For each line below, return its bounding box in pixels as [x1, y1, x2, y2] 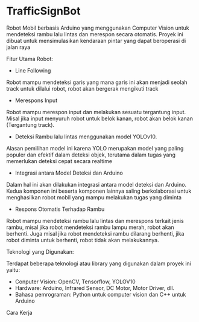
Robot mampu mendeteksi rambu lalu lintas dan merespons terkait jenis [6, 217, 184, 224]
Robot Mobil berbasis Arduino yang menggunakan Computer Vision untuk [6, 24, 190, 31]
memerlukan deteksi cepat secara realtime [6, 157, 113, 164]
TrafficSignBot [6, 4, 81, 18]
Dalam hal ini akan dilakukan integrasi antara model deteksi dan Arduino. [6, 181, 187, 188]
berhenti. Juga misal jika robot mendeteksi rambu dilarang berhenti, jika [6, 230, 185, 237]
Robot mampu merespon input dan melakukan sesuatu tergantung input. [6, 108, 186, 115]
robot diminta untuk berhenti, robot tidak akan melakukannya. [6, 236, 159, 243]
